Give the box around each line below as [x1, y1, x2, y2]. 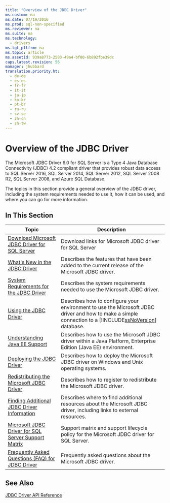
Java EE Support [8, 341, 48, 348]
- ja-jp [10, 92, 26, 98]
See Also [5, 479, 34, 487]
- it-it [10, 87, 26, 93]
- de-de [10, 74, 26, 79]
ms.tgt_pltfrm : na [5, 45, 44, 50]
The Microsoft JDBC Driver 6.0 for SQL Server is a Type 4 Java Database [5, 160, 158, 166]
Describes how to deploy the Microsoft [60, 352, 153, 359]
